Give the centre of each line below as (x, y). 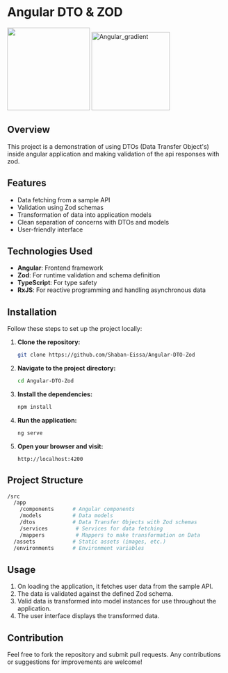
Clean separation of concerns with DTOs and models (93, 222)
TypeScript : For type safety (57, 283)
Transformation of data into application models (84, 214)
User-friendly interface (50, 229)
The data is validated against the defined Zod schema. (95, 594)
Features (27, 183)
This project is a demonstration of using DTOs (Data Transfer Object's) (108, 146)
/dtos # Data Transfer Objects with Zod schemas (108, 522)
